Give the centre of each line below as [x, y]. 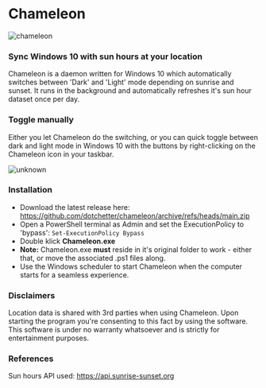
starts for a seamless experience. [74, 274]
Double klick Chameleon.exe [67, 241]
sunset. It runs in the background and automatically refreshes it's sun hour [130, 91]
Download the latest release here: [75, 207]
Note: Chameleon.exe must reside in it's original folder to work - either [136, 249]
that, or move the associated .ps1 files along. [93, 258]
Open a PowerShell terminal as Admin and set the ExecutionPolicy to [132, 224]
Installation [31, 190]
